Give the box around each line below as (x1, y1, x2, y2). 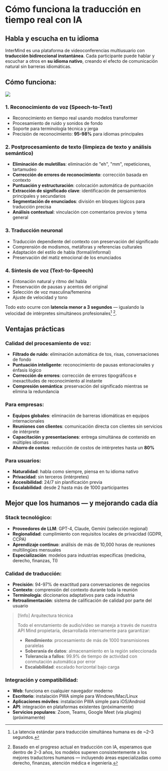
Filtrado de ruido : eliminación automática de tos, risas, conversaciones (12, 351, 159, 357)
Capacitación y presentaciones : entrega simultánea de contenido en (12, 434, 156, 440)
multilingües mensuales (12, 547, 61, 553)
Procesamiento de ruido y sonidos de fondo (12, 120, 103, 126)
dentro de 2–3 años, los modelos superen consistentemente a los (12, 749, 147, 755)
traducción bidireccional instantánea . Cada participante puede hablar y (5, 53, 155, 59)
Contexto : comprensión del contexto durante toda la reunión (12, 586, 138, 593)
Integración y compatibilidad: (5, 676, 78, 683)
